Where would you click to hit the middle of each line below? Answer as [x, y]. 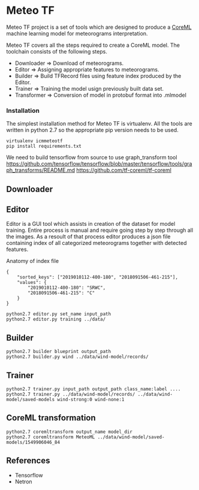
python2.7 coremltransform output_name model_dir [70, 432]
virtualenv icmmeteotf [34, 141]
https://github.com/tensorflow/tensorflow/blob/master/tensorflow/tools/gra [99, 164]
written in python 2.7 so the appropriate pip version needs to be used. [92, 130]
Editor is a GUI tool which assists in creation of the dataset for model [91, 224]
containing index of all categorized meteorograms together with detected [97, 243]
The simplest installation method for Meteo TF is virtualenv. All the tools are [99, 124]
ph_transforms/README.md [41, 170]
